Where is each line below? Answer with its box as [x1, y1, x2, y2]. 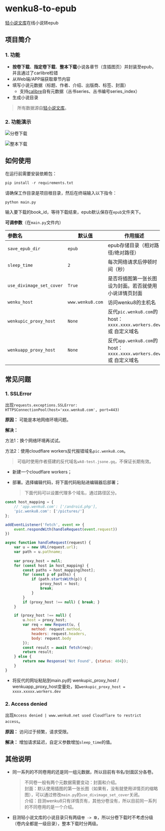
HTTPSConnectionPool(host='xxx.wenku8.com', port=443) [5, 407, 120, 413]
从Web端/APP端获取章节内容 [12, 76, 71, 82]
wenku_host [7, 299, 33, 305]
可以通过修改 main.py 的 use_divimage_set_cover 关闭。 [35, 792, 142, 798]
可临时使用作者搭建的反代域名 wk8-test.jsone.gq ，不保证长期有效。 [17, 458, 154, 464]
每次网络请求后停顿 [108, 258, 152, 265]
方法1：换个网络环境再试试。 [5, 438, 63, 444]
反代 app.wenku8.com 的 [108, 337, 158, 344]
